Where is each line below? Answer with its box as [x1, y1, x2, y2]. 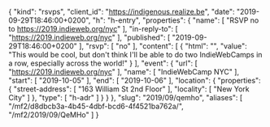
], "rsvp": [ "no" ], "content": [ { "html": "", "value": [78, 41, 248, 51]
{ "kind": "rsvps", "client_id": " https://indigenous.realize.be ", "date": [8, 7, 235, 16]
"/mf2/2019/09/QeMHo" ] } [8, 110, 99, 120]
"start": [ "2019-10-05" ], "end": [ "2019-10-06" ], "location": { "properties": [8, 76, 262, 85]
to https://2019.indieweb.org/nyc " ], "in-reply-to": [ [8, 24, 179, 33]
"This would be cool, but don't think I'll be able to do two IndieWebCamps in [8, 50, 263, 59]
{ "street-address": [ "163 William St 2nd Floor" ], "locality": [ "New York [8, 84, 250, 94]
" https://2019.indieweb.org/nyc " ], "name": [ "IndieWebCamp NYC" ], [8, 67, 240, 76]
